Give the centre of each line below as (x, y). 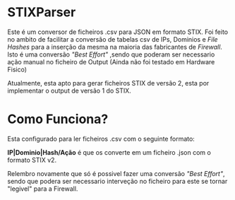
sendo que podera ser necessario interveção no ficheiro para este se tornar (117, 181)
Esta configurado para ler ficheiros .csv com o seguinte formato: (101, 139)
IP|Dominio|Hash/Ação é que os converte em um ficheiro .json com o (109, 152)
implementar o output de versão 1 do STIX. (70, 90)
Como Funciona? (58, 119)
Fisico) (17, 69)
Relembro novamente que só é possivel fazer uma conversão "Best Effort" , (116, 173)
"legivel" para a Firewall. (43, 189)
